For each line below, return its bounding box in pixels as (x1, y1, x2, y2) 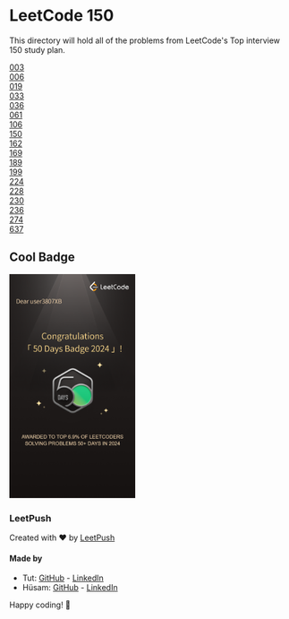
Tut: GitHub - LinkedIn (21, 572, 105, 583)
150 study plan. (9, 44, 65, 55)
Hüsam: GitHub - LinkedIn (21, 582, 118, 593)
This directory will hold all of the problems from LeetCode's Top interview (9, 35, 280, 46)
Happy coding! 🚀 (9, 599, 72, 610)
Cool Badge (9, 250, 76, 265)
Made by (9, 553, 43, 563)
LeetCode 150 (9, 5, 115, 26)
